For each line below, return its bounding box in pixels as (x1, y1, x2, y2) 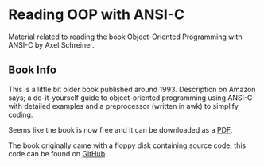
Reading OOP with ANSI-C (8, 6, 185, 24)
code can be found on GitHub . (8, 149, 107, 158)
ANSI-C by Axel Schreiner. (8, 40, 95, 49)
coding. (8, 110, 33, 119)
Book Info (8, 64, 57, 77)
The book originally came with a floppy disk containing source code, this (8, 141, 247, 150)
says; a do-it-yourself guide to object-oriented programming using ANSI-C (8, 93, 253, 102)
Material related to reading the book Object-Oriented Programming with (8, 32, 243, 41)
